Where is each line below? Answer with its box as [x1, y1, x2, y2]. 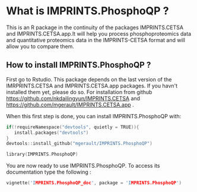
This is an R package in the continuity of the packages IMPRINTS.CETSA [6, 24, 184, 31]
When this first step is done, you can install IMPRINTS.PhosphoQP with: [6, 112, 182, 119]
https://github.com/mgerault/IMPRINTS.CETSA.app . [6, 101, 135, 108]
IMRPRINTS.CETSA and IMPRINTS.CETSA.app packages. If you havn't [6, 82, 178, 89]
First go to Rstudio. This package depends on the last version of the [6, 75, 172, 83]
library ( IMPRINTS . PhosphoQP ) [6, 152, 78, 158]
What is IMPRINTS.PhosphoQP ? [6, 4, 169, 18]
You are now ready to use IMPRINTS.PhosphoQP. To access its [6, 162, 160, 169]
